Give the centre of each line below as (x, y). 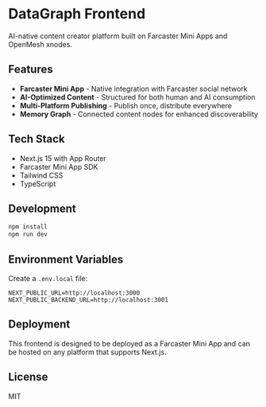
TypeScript (38, 183)
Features (31, 70)
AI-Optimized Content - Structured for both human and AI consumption (137, 97)
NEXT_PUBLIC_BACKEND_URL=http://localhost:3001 (89, 299)
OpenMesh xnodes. (40, 44)
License (28, 377)
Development (42, 208)
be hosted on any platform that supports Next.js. (87, 352)
